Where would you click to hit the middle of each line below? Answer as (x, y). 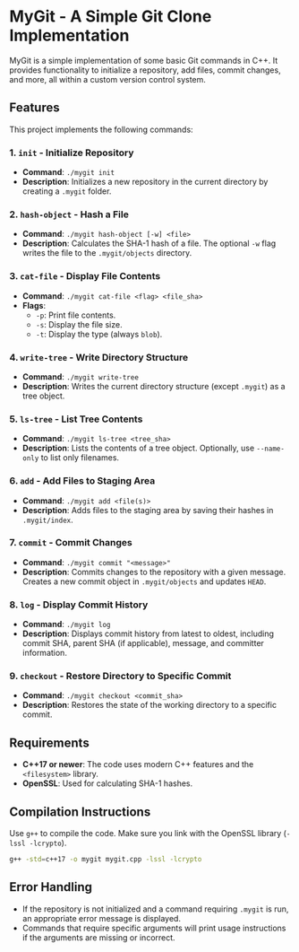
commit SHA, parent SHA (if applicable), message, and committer (143, 643)
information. (44, 653)
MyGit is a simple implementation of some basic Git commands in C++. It (144, 60)
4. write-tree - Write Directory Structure (99, 357)
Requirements (49, 742)
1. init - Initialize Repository (72, 153)
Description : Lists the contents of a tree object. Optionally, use (138, 448)
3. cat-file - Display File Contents (85, 276)
